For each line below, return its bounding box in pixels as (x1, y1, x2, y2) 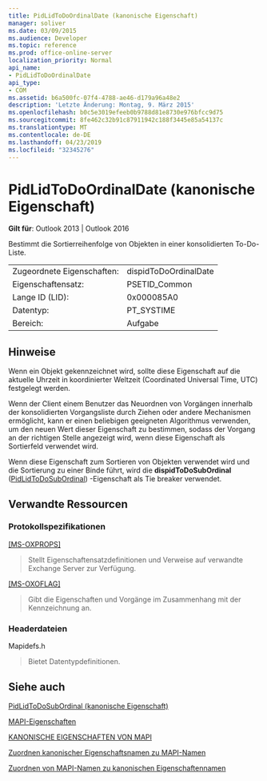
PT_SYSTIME (126, 305, 176, 316)
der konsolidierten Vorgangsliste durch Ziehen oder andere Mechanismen (8, 408, 251, 417)
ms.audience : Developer (8, 34, 88, 42)
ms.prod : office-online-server (8, 49, 113, 57)
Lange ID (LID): (12, 292, 70, 303)
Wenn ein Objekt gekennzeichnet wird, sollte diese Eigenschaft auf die (8, 366, 241, 376)
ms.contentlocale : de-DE (8, 131, 91, 139)
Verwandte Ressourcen (8, 497, 128, 511)
